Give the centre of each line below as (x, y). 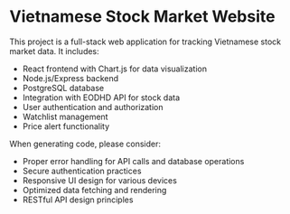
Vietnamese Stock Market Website (142, 17)
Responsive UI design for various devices (100, 180)
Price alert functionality (66, 126)
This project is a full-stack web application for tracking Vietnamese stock (145, 42)
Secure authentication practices (82, 171)
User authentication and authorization (93, 107)
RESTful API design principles (78, 200)
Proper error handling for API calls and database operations (133, 161)
